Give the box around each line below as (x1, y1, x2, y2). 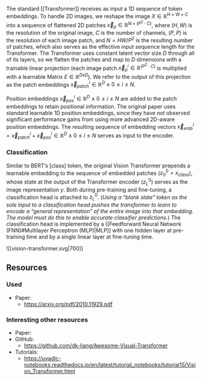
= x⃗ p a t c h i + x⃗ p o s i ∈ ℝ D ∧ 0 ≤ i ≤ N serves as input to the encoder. (6, 131, 174, 140)
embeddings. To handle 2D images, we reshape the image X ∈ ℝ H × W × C (6, 11, 188, 20)
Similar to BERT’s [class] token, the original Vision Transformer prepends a (6, 162, 191, 169)
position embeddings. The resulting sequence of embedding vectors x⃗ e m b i (6, 122, 194, 132)
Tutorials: (14, 349, 38, 356)
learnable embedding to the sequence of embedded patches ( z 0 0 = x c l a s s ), (6, 168, 193, 178)
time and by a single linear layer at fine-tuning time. (26, 233, 154, 240)
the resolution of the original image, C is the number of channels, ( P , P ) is (6, 30, 188, 36)
